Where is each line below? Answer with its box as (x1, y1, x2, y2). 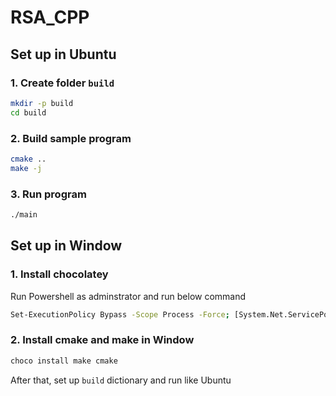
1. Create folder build (10, 76, 115, 90)
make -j (10, 163, 43, 173)
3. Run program (10, 187, 87, 201)
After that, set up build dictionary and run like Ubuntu (10, 374, 232, 386)
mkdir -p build (10, 98, 74, 108)
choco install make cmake (10, 356, 118, 366)
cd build (10, 107, 47, 118)
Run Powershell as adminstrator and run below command (10, 290, 247, 302)
